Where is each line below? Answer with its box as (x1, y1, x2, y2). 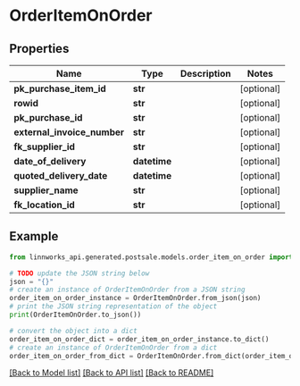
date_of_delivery (13, 155, 87, 167)
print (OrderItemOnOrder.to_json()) (9, 310, 142, 320)
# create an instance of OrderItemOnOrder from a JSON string (9, 285, 246, 295)
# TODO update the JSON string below (9, 269, 150, 278)
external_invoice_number (13, 126, 125, 138)
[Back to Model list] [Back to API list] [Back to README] (9, 367, 214, 378)
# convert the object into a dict (9, 326, 138, 335)
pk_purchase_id (13, 112, 83, 123)
